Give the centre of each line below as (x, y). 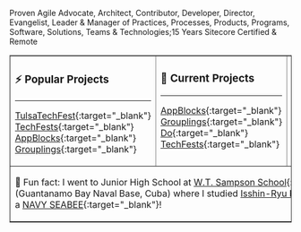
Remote (24, 41)
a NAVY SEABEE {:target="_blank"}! (88, 204)
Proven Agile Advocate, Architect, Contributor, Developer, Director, (132, 13)
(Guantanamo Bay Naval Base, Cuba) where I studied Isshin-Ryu (151, 193)
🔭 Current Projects (207, 79)
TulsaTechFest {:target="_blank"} (83, 116)
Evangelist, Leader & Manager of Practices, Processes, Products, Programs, (150, 22)
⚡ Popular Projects (62, 80)
